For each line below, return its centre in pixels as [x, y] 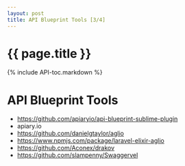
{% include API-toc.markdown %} [55, 72]
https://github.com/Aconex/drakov [66, 148]
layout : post [26, 13]
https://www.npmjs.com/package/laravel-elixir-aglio [90, 141]
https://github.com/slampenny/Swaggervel [77, 155]
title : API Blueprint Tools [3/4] [57, 20]
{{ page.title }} [49, 54]
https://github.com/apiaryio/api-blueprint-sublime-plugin [97, 119]
